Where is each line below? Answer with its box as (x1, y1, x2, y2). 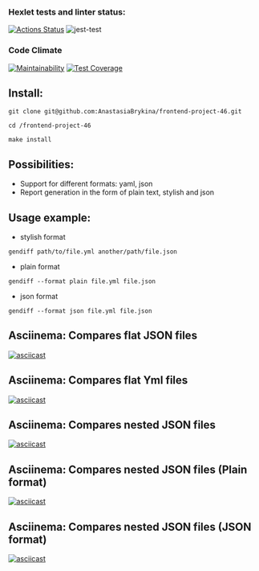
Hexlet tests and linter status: (8, 6, 126, 18)
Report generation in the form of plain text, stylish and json (19, 187, 215, 197)
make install (8, 136, 52, 144)
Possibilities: (8, 158, 75, 171)
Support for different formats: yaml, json (19, 179, 153, 189)
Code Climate (8, 45, 63, 56)
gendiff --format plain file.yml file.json (8, 277, 156, 285)
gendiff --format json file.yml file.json (8, 307, 152, 315)
